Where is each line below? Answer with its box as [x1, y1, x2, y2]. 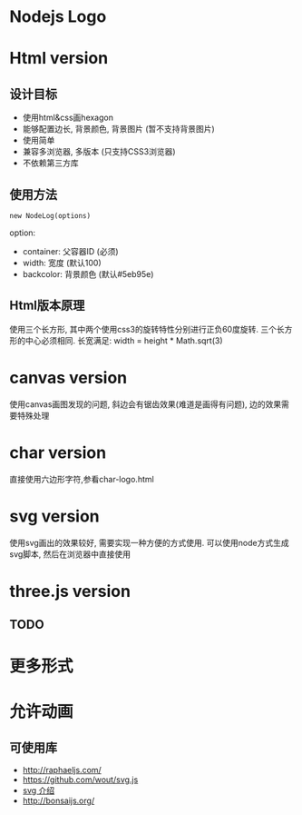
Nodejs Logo [9, 6, 107, 27]
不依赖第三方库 [22, 157, 79, 169]
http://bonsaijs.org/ [22, 795, 95, 806]
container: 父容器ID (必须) [22, 246, 120, 256]
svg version [9, 506, 100, 526]
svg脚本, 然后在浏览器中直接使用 [9, 548, 132, 560]
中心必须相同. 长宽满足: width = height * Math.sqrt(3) [24, 334, 224, 346]
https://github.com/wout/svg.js [22, 774, 139, 785]
